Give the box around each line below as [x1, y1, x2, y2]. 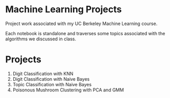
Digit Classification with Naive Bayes [12, 76, 90, 82]
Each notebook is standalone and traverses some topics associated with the [5, 30, 165, 36]
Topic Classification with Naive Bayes [12, 81, 92, 87]
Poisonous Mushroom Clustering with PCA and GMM [12, 87, 124, 93]
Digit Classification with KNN [12, 70, 74, 77]
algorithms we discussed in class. [5, 36, 77, 42]
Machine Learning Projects [5, 4, 122, 15]
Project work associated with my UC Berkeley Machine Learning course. [5, 20, 158, 27]
